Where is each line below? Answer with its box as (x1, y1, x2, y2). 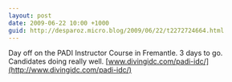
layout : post (8, 11, 52, 20)
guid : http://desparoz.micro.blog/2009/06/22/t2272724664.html (8, 26, 225, 34)
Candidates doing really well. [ (8, 57, 108, 66)
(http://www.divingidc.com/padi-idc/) (8, 65, 132, 75)
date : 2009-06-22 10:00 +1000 (8, 19, 110, 27)
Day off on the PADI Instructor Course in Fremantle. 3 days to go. (8, 49, 223, 58)
